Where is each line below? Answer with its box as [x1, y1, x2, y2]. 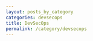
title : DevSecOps [5, 20, 50, 26]
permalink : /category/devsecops [5, 25, 87, 32]
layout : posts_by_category [5, 8, 74, 15]
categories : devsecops [5, 14, 63, 20]
